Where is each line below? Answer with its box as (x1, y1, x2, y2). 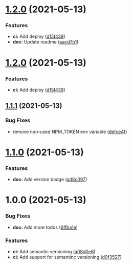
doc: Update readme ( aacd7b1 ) (12, 39, 79, 45)
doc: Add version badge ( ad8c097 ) (12, 176, 87, 183)
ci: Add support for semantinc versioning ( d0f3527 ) (12, 254, 122, 260)
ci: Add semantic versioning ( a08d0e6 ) (12, 248, 96, 254)
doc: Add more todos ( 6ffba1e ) (12, 224, 78, 230)
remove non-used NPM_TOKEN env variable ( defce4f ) (12, 128, 127, 135)
